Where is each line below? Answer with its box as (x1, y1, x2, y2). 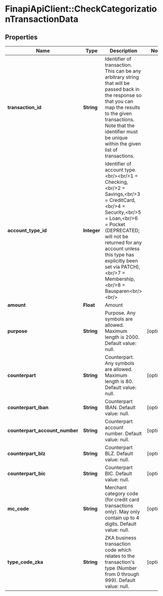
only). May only (105, 508, 140, 515)
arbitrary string (105, 74, 139, 81)
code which (105, 547, 132, 553)
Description (110, 48, 137, 54)
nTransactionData (5, 14, 79, 25)
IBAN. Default (105, 404, 136, 411)
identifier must (105, 129, 138, 135)
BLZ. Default (105, 450, 133, 457)
